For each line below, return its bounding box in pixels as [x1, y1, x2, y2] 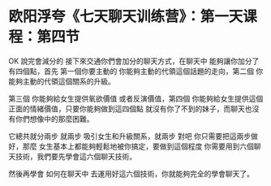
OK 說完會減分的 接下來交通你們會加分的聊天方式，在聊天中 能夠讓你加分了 [8, 56, 260, 66]
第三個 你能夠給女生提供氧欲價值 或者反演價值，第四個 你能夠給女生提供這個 [8, 93, 264, 103]
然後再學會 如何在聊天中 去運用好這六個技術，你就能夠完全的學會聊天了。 [8, 168, 254, 179]
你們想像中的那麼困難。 [15, 114, 94, 123]
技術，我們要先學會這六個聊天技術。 [15, 151, 136, 161]
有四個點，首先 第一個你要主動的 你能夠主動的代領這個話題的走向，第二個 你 [8, 66, 264, 76]
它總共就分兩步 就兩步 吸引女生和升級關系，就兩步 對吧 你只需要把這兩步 [8, 131, 252, 141]
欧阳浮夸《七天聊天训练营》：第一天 [8, 7, 243, 26]
